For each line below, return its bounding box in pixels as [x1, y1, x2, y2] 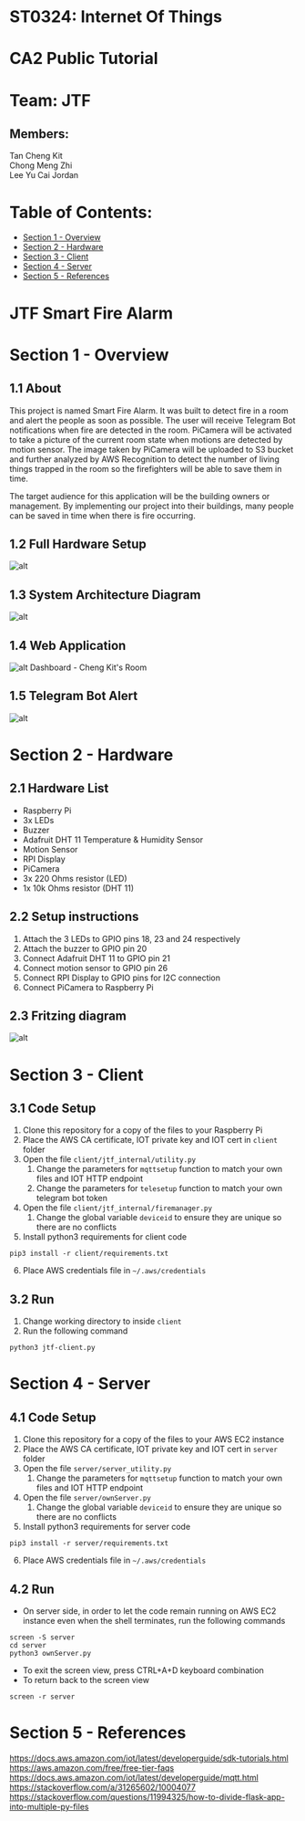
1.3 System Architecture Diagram [9, 587, 201, 602]
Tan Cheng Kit [9, 151, 64, 162]
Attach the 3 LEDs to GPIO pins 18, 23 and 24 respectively [22, 933, 241, 944]
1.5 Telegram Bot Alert [9, 688, 138, 704]
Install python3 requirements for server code [22, 1522, 191, 1533]
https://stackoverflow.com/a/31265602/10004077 [9, 1782, 196, 1793]
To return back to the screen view [22, 1675, 150, 1685]
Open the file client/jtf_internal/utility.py [22, 1154, 197, 1165]
